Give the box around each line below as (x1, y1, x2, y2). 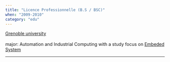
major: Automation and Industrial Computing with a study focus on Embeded (5, 41, 164, 47)
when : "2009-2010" (5, 12, 44, 17)
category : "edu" (5, 17, 39, 22)
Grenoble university (5, 31, 47, 37)
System (5, 46, 21, 53)
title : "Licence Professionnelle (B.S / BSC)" (5, 7, 105, 13)
